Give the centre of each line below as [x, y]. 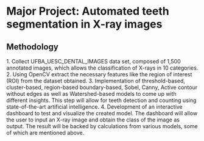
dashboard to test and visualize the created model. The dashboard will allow [102, 113]
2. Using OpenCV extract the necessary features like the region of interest [99, 74]
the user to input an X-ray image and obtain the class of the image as [93, 120]
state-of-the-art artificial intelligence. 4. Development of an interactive [94, 107]
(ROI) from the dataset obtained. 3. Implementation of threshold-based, [96, 81]
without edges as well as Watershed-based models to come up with [91, 94]
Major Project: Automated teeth [88, 11]
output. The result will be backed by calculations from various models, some [102, 126]
